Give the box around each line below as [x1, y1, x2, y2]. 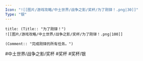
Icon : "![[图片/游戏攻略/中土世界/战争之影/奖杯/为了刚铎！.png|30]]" [5, 7, 139, 12]
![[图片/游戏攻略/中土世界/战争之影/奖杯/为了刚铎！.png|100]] [5, 32, 123, 37]
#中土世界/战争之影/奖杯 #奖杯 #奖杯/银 [5, 51, 86, 57]
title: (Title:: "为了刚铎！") [5, 26, 66, 31]
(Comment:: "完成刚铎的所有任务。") [5, 41, 73, 46]
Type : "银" [5, 12, 27, 17]
